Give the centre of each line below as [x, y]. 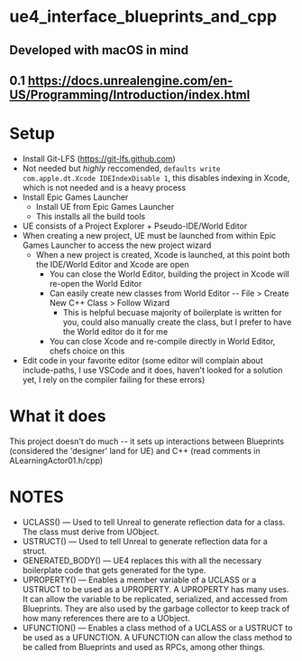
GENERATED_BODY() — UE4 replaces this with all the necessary [142, 560]
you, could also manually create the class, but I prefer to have [177, 322]
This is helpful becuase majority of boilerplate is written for [172, 312]
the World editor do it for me [115, 331]
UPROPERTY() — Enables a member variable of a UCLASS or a [139, 580]
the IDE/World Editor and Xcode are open [112, 264]
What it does [58, 416]
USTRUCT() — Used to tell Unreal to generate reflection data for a [145, 541]
